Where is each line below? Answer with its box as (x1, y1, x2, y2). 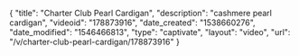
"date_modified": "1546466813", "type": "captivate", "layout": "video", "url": (9, 27, 291, 37)
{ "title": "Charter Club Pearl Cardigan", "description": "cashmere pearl (9, 8, 273, 18)
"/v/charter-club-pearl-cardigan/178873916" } (9, 36, 181, 47)
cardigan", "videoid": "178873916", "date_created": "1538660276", (9, 17, 256, 28)
